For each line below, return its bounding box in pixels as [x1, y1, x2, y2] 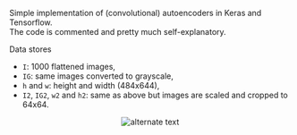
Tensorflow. [9, 17, 53, 28]
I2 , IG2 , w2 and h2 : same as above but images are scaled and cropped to [21, 89, 288, 100]
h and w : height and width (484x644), [21, 80, 160, 90]
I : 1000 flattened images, [21, 62, 116, 72]
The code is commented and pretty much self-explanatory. [9, 27, 226, 37]
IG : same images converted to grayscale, [21, 71, 174, 81]
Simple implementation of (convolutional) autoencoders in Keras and [9, 8, 262, 18]
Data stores [9, 44, 52, 55]
